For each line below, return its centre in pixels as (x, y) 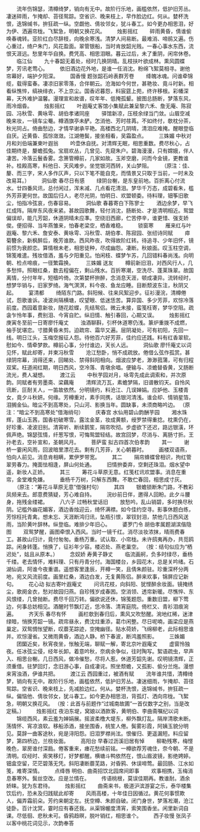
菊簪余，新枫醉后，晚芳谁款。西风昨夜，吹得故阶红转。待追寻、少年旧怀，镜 (100, 240)
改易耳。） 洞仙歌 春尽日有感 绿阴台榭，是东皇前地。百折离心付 (93, 181)
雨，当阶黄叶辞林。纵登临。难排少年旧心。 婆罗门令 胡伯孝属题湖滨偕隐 (99, 524)
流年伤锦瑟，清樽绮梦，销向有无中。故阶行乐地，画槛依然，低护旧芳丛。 (105, 9)
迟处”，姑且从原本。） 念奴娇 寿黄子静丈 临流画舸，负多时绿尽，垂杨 (99, 554)
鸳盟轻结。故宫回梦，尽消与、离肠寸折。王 (141, 435)
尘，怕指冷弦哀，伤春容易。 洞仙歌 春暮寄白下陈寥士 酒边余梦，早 (97, 203)
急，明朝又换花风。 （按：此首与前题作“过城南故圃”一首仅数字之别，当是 (95, 703)
